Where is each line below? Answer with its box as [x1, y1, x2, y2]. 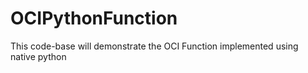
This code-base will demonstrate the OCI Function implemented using [10, 40, 299, 52]
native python [10, 50, 67, 62]
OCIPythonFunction [10, 7, 178, 30]
